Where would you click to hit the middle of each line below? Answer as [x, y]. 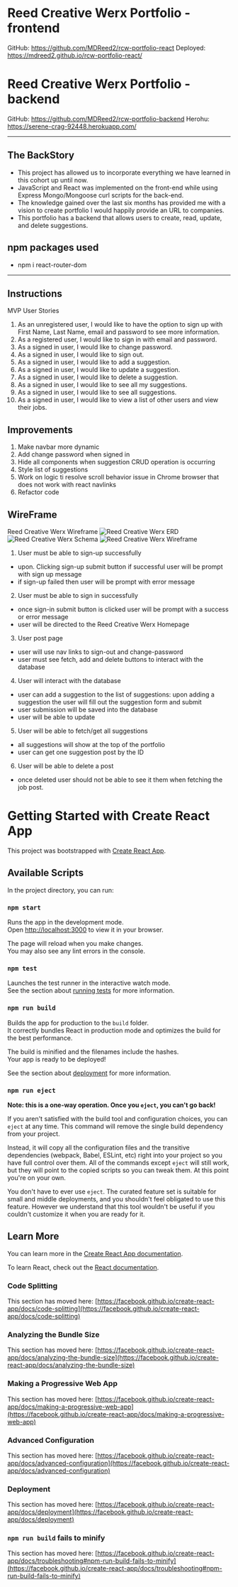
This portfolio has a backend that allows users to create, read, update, [120, 217]
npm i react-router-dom [52, 265]
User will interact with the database [69, 680]
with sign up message [50, 574]
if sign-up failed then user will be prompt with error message [106, 582]
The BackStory [41, 155]
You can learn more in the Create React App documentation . [95, 1253]
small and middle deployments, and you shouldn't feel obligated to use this [117, 1199]
